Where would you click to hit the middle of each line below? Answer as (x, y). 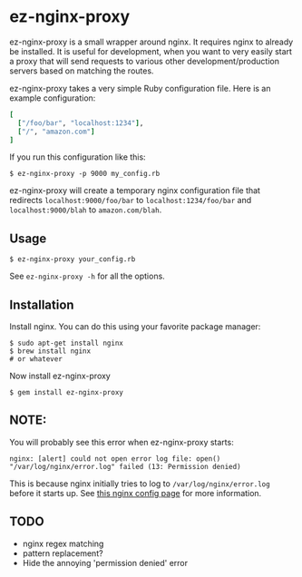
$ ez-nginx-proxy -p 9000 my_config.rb (85, 174)
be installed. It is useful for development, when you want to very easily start (151, 51)
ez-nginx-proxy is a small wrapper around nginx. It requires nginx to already (151, 42)
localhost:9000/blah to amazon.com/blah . (86, 210)
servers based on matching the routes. (82, 71)
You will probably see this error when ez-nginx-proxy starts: (122, 442)
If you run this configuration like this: (78, 157)
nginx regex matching (63, 543)
